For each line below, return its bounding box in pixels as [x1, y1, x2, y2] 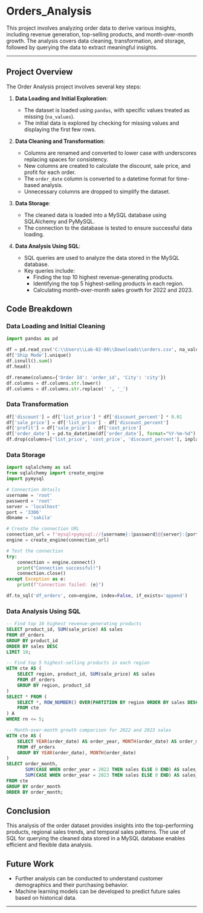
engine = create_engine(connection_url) [6, 537, 110, 543]
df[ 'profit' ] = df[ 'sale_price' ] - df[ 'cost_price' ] [6, 425, 142, 431]
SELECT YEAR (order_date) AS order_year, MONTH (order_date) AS [17, 738, 177, 745]
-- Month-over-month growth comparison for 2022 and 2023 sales [6, 727, 172, 734]
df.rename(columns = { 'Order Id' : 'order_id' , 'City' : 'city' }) [6, 374, 166, 380]
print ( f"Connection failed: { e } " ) [17, 582, 104, 588]
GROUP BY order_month [6, 783, 61, 789]
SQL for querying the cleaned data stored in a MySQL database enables [6, 835, 185, 842]
